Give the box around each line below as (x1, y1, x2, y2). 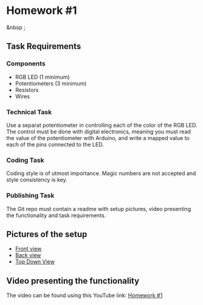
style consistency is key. (6, 176, 68, 184)
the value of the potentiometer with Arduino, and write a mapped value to (6, 134, 190, 141)
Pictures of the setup (6, 229, 88, 240)
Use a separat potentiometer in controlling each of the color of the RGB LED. (6, 121, 198, 129)
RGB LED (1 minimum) (15, 73, 70, 81)
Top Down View (15, 258, 55, 266)
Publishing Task (6, 192, 55, 200)
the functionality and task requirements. (6, 212, 106, 219)
